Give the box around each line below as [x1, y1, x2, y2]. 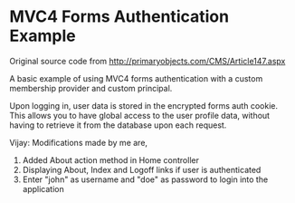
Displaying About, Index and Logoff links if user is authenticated [22, 164, 262, 175]
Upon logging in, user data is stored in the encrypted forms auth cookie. [9, 100, 279, 111]
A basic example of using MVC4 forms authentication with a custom [9, 72, 263, 83]
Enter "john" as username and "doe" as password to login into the [22, 174, 269, 185]
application [22, 183, 65, 194]
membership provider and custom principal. [9, 82, 173, 93]
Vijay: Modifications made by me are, [9, 137, 147, 148]
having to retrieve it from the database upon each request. [9, 120, 227, 130]
